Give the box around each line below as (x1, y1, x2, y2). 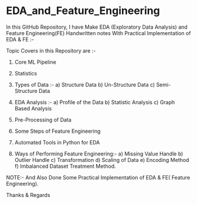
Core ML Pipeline (14, 58, 57, 65)
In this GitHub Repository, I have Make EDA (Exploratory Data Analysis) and (6, 23, 188, 30)
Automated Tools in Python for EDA (14, 139, 100, 146)
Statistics (14, 70, 38, 77)
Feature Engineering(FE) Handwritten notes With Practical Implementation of (6, 29, 191, 36)
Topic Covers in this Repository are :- (6, 47, 96, 54)
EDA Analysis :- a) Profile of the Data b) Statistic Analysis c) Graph (14, 98, 175, 106)
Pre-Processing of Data (14, 116, 72, 123)
